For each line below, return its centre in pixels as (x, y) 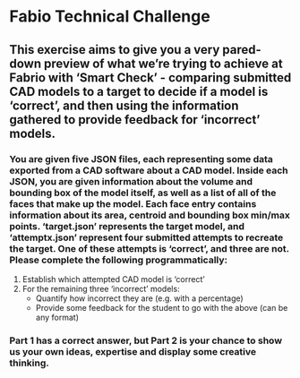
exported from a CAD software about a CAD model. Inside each (149, 170)
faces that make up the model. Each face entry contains (133, 203)
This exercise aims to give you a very (115, 50)
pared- (242, 50)
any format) (57, 317)
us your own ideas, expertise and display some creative (133, 351)
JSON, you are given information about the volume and (131, 181)
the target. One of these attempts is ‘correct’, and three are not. (149, 248)
